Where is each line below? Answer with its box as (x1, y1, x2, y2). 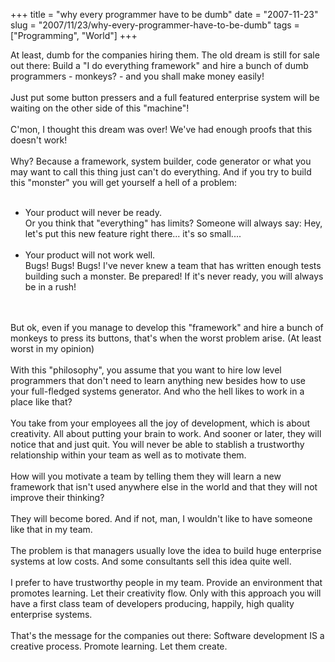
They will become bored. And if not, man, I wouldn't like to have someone (10, 513, 313, 524)
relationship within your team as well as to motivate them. (10, 449, 247, 461)
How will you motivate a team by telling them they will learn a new (10, 470, 282, 482)
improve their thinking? (10, 492, 105, 503)
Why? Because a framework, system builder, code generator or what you (10, 155, 312, 167)
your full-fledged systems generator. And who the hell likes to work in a (10, 385, 305, 397)
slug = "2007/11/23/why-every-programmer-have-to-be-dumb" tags (10, 19, 292, 31)
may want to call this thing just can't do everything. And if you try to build (10, 166, 312, 178)
